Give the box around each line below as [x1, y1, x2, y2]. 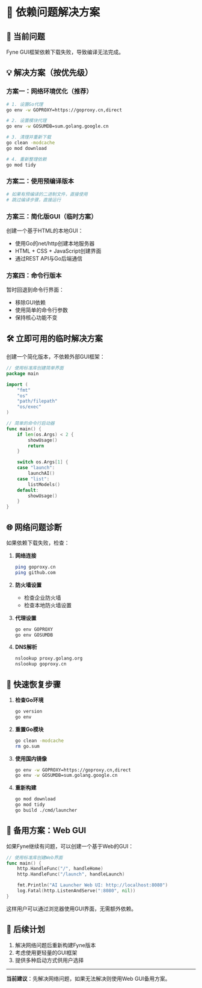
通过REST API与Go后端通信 [14, 255, 83, 262]
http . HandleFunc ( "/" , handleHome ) [17, 866, 103, 872]
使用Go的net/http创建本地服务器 [14, 239, 95, 247]
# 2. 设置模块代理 [6, 118, 47, 124]
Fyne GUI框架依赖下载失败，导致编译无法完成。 [6, 49, 124, 55]
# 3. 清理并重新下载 [6, 134, 52, 140]
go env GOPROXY [14, 626, 54, 632]
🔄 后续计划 [6, 924, 45, 934]
